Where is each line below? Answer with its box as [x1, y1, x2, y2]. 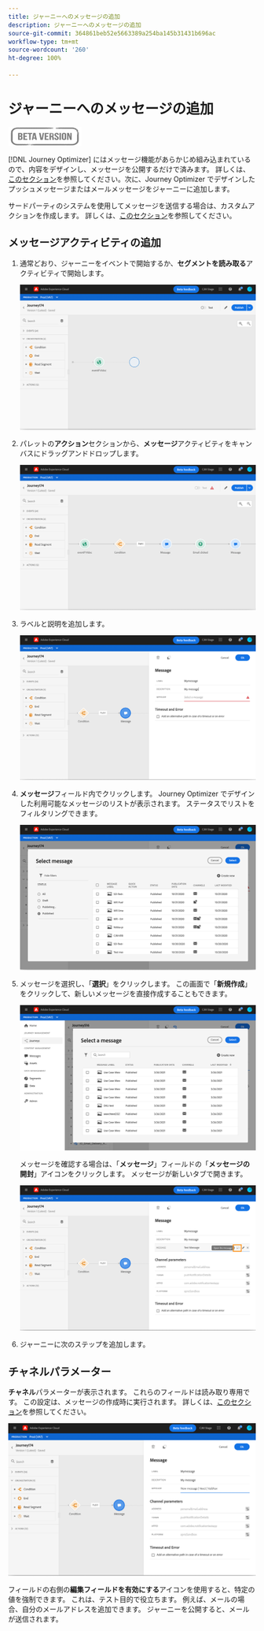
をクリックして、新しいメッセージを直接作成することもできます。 [19, 989, 232, 998]
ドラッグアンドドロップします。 [40, 448, 143, 458]
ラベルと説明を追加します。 [19, 619, 109, 628]
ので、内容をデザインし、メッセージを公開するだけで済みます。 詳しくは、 [8, 164, 250, 173]
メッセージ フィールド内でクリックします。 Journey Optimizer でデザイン [19, 789, 255, 799]
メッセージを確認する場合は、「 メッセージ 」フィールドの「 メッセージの [19, 1159, 250, 1169]
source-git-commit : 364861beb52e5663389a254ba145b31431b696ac [8, 29, 216, 37]
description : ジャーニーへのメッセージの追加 [8, 20, 141, 29]
